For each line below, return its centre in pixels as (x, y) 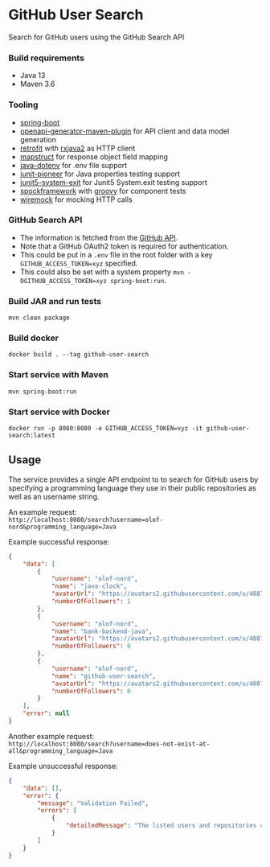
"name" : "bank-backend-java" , (102, 631)
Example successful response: (59, 541)
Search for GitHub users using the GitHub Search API (96, 37)
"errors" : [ (57, 811)
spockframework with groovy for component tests (103, 191)
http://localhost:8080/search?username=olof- (86, 520)
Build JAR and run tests (55, 301)
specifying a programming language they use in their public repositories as (132, 487)
